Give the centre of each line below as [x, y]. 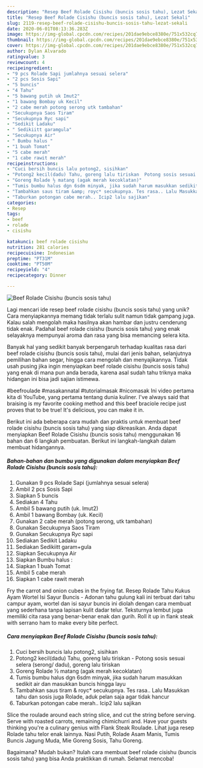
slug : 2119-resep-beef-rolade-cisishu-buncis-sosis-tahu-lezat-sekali [97, 23]
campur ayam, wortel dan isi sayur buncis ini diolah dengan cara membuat [99, 603]
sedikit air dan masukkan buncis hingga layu [70, 683]
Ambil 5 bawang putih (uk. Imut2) [57, 508]
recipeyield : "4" [29, 270]
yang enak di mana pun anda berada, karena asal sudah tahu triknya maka [99, 373]
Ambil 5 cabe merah [40, 572]
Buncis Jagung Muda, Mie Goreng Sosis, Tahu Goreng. [75, 740]
